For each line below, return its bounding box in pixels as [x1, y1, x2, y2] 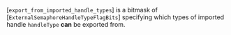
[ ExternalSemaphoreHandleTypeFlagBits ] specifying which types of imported [6, 13, 225, 21]
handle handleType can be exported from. [6, 21, 126, 28]
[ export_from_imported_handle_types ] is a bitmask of [6, 6, 158, 14]
